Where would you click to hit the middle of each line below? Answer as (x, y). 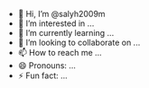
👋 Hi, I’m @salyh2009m (61, 14)
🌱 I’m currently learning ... (66, 33)
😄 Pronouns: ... (47, 66)
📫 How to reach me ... (60, 53)
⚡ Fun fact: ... (42, 75)
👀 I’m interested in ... (56, 23)
